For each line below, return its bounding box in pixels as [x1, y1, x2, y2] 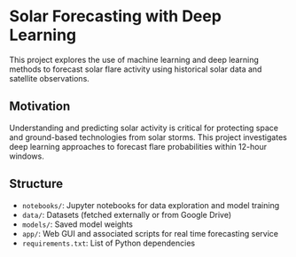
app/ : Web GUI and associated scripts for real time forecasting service [21, 228, 279, 238]
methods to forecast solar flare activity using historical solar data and [9, 64, 262, 74]
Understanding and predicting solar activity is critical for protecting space [9, 122, 279, 133]
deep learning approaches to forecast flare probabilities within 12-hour [9, 141, 268, 152]
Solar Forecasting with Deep [9, 6, 222, 27]
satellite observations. [9, 73, 90, 83]
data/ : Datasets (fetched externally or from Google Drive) [21, 209, 232, 220]
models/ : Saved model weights [21, 219, 133, 230]
